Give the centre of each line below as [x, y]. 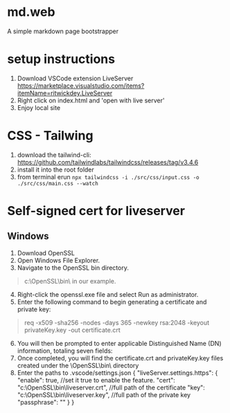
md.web [31, 12]
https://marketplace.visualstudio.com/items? [81, 85]
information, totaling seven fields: [65, 351]
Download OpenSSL [46, 253]
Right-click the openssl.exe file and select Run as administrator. [108, 294]
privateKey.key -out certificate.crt [72, 330]
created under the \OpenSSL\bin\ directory [78, 365]
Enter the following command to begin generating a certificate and [112, 302]
